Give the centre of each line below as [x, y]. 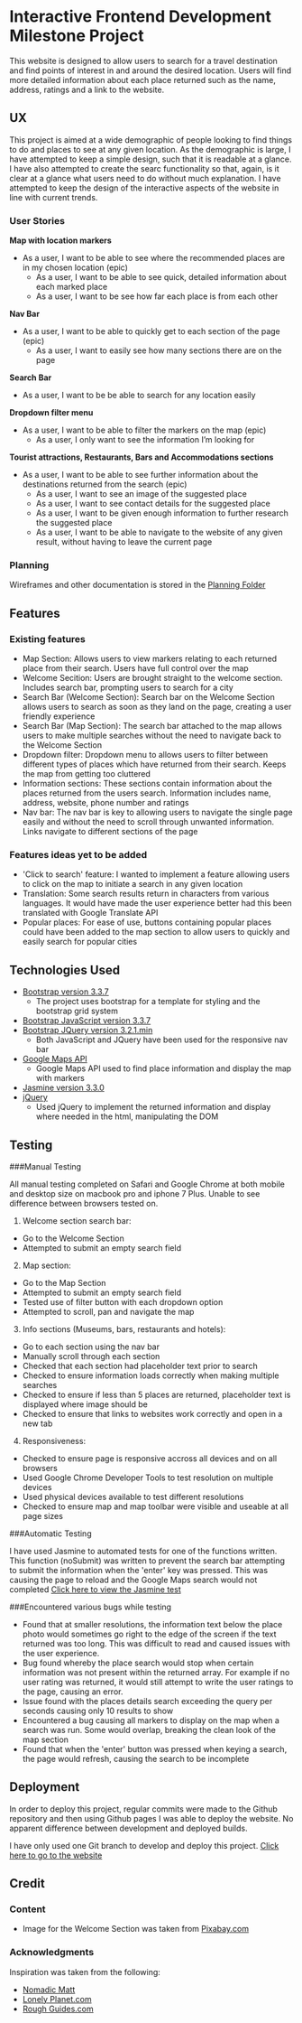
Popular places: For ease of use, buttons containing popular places [147, 922]
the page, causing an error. [73, 1692]
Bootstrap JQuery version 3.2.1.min [87, 1030]
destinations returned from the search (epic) [105, 484]
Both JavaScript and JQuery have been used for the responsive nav [162, 1039]
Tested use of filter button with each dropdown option [123, 1301]
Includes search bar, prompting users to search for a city [128, 687]
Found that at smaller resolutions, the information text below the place [152, 1624]
